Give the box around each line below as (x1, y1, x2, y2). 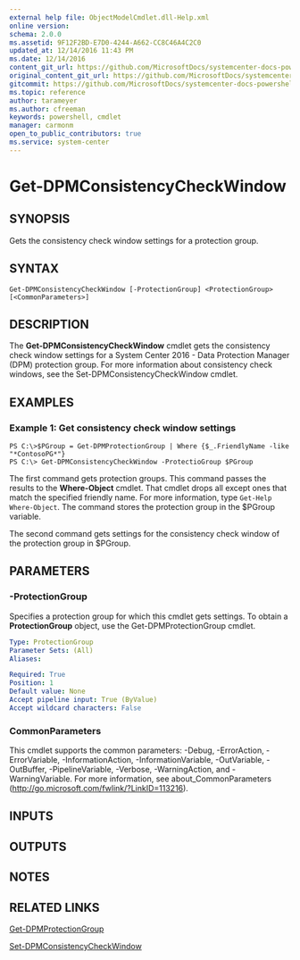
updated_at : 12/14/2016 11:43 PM (9, 46, 134, 55)
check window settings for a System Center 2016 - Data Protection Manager (9, 350, 290, 361)
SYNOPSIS (9, 212, 71, 227)
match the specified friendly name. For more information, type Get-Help (9, 492, 272, 503)
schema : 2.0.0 (9, 29, 62, 38)
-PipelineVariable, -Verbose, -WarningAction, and (48, 764, 230, 775)
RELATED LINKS (9, 899, 100, 915)
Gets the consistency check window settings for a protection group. (9, 235, 259, 246)
